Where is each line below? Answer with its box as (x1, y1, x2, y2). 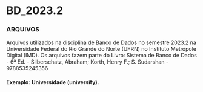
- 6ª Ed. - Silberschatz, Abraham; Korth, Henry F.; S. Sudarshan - (6, 58, 168, 65)
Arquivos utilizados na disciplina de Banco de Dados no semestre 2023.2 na (6, 39, 197, 46)
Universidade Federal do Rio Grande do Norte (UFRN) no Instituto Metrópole (6, 45, 197, 53)
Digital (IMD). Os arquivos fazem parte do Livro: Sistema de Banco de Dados (6, 52, 198, 59)
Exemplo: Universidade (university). (6, 79, 99, 86)
